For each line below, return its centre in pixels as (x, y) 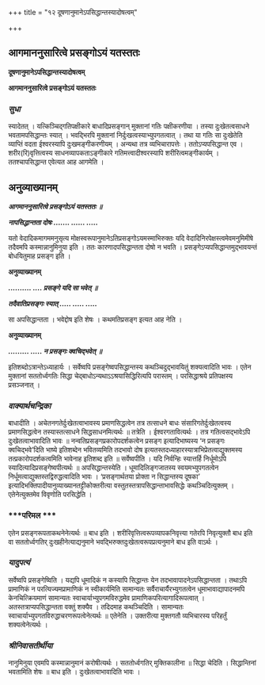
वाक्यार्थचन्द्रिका (30, 406)
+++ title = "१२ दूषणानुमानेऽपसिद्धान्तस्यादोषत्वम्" (73, 12)
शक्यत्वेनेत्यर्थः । (28, 624)
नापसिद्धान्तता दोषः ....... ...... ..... (53, 222)
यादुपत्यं (19, 563)
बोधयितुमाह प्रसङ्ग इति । (40, 256)
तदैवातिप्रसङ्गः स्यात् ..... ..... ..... (53, 303)
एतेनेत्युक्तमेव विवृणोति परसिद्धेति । (50, 495)
